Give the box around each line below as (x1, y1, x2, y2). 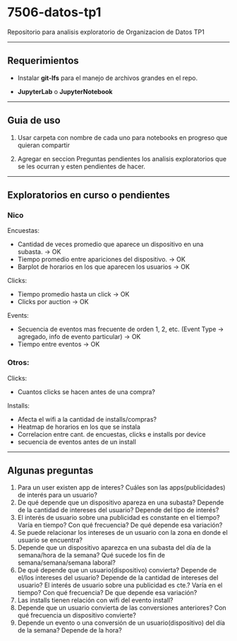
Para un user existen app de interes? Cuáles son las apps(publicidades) (17, 483, 226, 492)
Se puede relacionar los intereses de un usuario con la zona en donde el (17, 529, 228, 537)
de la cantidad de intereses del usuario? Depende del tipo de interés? (17, 506, 219, 514)
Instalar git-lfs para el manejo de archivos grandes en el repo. (17, 74, 198, 82)
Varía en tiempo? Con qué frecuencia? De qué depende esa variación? (17, 521, 223, 529)
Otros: (7, 358, 30, 368)
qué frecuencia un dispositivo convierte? (17, 611, 136, 620)
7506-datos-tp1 (7, 4, 102, 21)
